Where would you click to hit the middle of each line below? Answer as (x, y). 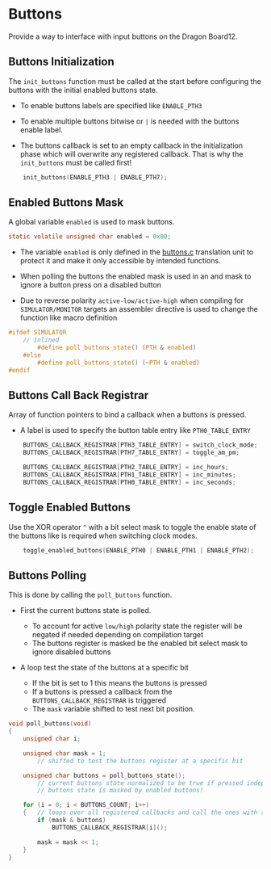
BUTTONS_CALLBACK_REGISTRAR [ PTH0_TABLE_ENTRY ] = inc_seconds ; (129, 482)
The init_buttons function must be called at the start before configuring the (135, 81)
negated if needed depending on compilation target (118, 635)
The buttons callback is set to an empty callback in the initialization (131, 145)
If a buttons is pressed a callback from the (102, 692)
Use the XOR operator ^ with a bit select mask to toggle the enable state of (132, 527)
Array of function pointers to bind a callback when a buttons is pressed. (127, 415)
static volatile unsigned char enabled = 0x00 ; (90, 237)
